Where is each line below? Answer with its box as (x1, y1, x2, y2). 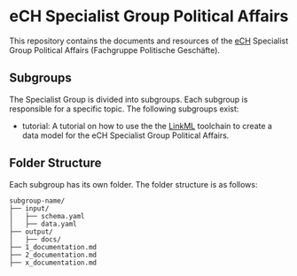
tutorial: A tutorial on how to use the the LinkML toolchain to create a (21, 120, 273, 131)
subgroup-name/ (9, 196, 66, 205)
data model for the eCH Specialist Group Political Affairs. (21, 130, 230, 141)
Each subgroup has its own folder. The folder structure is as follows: (9, 179, 258, 189)
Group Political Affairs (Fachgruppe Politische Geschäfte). (9, 44, 220, 55)
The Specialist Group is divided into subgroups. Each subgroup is (9, 94, 248, 104)
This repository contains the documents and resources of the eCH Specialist (9, 35, 289, 46)
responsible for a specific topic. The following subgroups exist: (9, 103, 239, 114)
